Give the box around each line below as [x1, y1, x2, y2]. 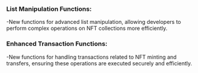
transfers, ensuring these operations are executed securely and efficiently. [6, 59, 193, 67]
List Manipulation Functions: [6, 5, 92, 13]
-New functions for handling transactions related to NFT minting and [6, 53, 177, 60]
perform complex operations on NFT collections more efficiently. [6, 25, 168, 32]
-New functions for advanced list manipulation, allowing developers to [6, 19, 182, 26]
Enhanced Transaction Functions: [6, 39, 108, 48]
